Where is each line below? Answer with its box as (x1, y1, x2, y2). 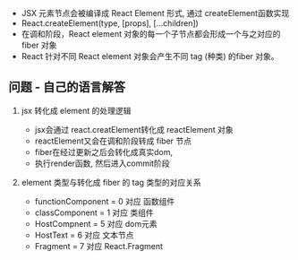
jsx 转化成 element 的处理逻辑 (21, 105, 132, 116)
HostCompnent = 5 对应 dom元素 (34, 218, 158, 229)
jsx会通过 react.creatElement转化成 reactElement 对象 (34, 124, 234, 134)
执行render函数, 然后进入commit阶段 (34, 158, 170, 169)
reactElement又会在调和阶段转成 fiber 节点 (34, 135, 192, 146)
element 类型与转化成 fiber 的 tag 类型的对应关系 (21, 177, 202, 187)
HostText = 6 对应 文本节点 (34, 230, 134, 240)
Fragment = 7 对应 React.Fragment (34, 240, 163, 251)
